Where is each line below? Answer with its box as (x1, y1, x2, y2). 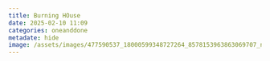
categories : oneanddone (8, 26, 88, 34)
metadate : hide (8, 33, 59, 42)
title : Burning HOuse (8, 11, 81, 20)
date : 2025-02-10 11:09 (8, 19, 88, 27)
